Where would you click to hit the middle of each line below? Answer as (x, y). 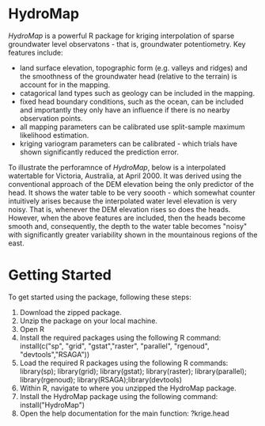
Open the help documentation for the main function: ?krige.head (124, 413)
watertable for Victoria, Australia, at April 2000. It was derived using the (125, 176)
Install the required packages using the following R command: (120, 337)
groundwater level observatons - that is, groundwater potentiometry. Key (127, 44)
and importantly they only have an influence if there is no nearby (125, 110)
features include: (36, 52)
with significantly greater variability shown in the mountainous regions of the (133, 234)
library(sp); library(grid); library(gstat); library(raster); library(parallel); (133, 371)
